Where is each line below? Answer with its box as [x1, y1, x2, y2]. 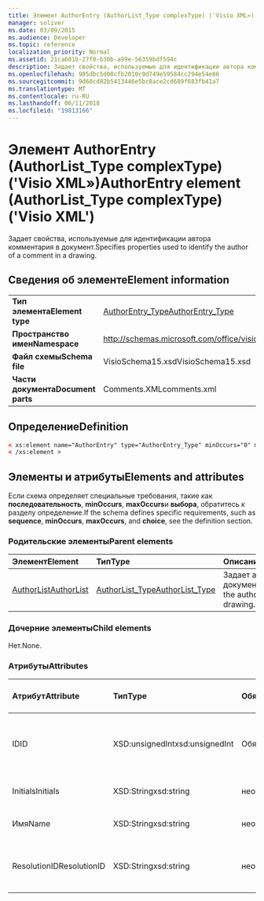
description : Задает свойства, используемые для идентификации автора [8, 63, 244, 71]
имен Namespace [12, 338, 79, 349]
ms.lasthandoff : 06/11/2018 [8, 99, 101, 107]
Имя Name [12, 818, 51, 829]
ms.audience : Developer [8, 33, 86, 42]
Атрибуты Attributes [8, 660, 89, 671]
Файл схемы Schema [12, 351, 93, 362]
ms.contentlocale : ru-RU [8, 92, 90, 100]
